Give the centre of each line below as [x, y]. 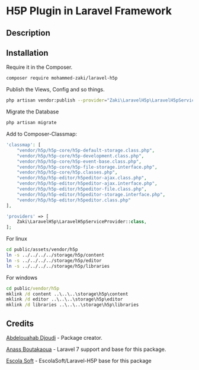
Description [28, 33]
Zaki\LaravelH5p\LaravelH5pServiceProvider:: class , [82, 222]
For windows [22, 277]
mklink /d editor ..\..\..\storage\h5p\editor [65, 299]
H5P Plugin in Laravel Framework [89, 11]
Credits [20, 323]
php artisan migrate [32, 123]
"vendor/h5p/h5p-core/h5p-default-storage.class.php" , [86, 150]
